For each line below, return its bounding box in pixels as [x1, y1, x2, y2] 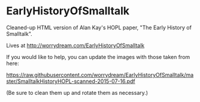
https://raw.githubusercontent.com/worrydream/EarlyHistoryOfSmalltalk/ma [6, 71, 194, 78]
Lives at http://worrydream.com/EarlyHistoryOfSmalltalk [6, 42, 145, 49]
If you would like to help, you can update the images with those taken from [6, 53, 190, 60]
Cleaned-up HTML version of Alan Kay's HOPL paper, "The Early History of [6, 24, 192, 31]
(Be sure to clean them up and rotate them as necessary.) [6, 89, 149, 96]
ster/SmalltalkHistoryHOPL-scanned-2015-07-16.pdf [6, 78, 136, 85]
